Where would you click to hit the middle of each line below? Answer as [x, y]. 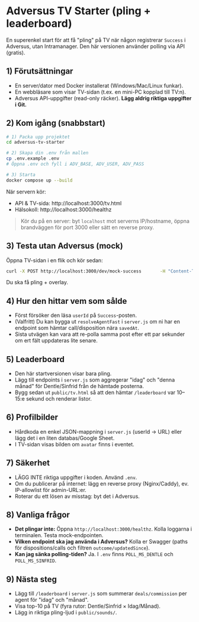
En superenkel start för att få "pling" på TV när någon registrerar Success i [96, 40]
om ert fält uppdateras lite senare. [56, 341]
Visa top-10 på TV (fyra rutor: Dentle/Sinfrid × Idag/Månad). [88, 606]
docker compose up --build [39, 180]
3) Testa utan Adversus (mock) [65, 246]
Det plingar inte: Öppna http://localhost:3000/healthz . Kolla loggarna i [103, 529]
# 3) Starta [21, 174]
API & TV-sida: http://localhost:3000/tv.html [68, 203]
